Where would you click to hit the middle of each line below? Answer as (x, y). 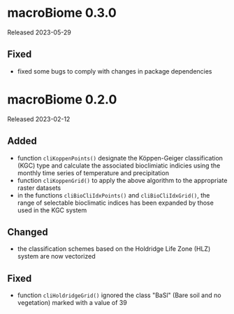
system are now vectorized (56, 257)
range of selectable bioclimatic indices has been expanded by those (116, 203)
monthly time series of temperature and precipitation (93, 172)
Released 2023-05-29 (39, 32)
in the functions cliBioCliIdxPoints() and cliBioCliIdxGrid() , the (114, 195)
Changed (28, 232)
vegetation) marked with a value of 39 (72, 303)
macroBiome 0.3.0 (62, 13)
